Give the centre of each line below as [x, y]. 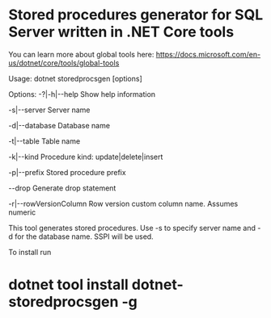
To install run [30, 252]
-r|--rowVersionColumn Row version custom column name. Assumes [123, 203]
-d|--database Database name [59, 125]
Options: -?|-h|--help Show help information [82, 94]
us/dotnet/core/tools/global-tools [64, 63]
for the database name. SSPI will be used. [84, 236]
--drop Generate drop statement [62, 188]
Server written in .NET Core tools [121, 32]
